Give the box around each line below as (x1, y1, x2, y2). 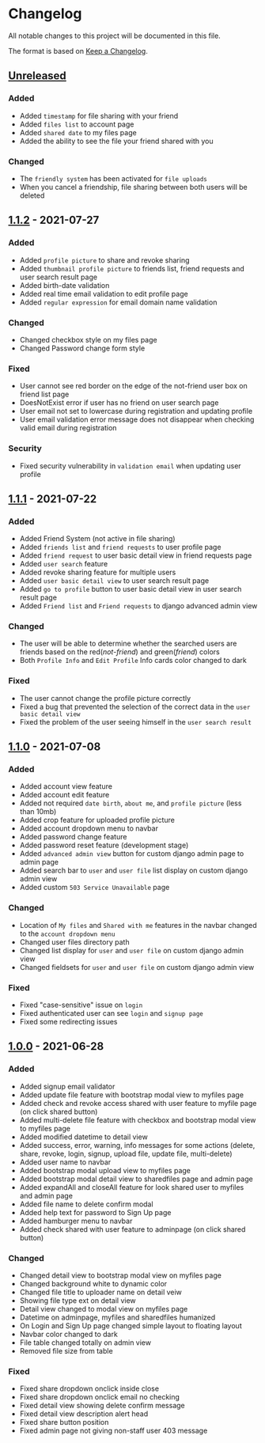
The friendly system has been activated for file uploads (19, 173, 208, 183)
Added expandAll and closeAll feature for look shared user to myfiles (19, 1182, 244, 1191)
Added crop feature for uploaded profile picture (19, 816, 176, 825)
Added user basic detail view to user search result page (19, 576, 210, 585)
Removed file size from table (19, 1346, 113, 1356)
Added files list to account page (19, 119, 134, 129)
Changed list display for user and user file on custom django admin (19, 945, 244, 955)
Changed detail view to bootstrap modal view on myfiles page (19, 1271, 221, 1280)
